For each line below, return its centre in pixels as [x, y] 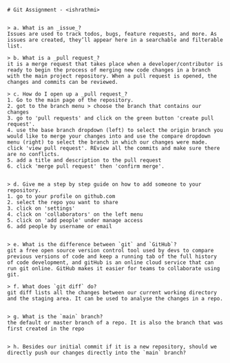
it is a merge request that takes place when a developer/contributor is [115, 64]
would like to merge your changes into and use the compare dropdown [109, 136]
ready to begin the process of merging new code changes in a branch [109, 70]
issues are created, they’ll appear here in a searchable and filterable [115, 40]
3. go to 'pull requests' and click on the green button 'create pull [111, 118]
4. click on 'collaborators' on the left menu [75, 214]
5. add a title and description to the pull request [84, 160]
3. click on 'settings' [41, 208]
